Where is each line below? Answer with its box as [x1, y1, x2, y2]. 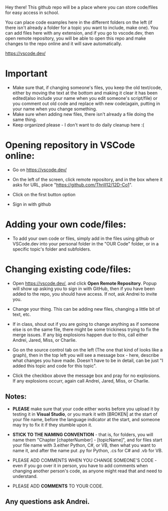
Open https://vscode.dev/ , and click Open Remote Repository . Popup [12, 280, 157, 286]
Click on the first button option [12, 191, 76, 197]
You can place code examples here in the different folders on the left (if [5, 20, 152, 25]
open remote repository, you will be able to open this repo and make [5, 35, 146, 41]
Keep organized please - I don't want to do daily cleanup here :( [12, 121, 144, 127]
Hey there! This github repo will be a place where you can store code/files [5, 5, 158, 10]
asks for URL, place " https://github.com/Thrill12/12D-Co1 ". [12, 182, 133, 188]
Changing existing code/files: [5, 264, 131, 275]
